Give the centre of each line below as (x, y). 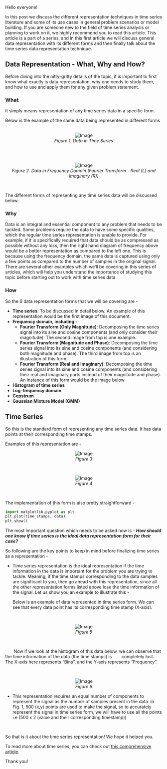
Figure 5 (84, 632)
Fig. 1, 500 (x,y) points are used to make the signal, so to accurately (82, 707)
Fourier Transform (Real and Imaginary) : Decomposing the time (86, 364)
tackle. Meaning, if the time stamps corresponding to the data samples (85, 576)
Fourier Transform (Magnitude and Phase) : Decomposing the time (89, 343)
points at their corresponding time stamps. (49, 434)
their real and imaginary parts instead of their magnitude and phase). (90, 374)
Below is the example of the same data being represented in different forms (83, 121)
